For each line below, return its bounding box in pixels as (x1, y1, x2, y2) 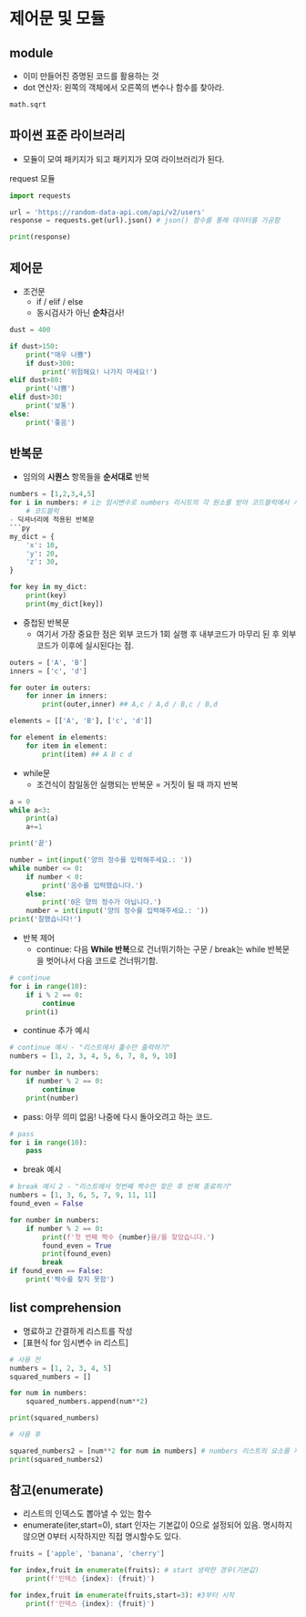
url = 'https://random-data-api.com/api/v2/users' (9, 207, 206, 217)
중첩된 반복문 (22, 617, 70, 627)
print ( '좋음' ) (25, 418, 76, 427)
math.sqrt (9, 100, 47, 109)
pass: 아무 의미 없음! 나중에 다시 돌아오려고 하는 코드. (22, 1111, 213, 1122)
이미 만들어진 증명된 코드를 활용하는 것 (22, 70, 159, 81)
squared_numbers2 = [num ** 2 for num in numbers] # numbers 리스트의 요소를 (9, 1446, 290, 1456)
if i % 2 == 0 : (25, 990, 84, 1000)
